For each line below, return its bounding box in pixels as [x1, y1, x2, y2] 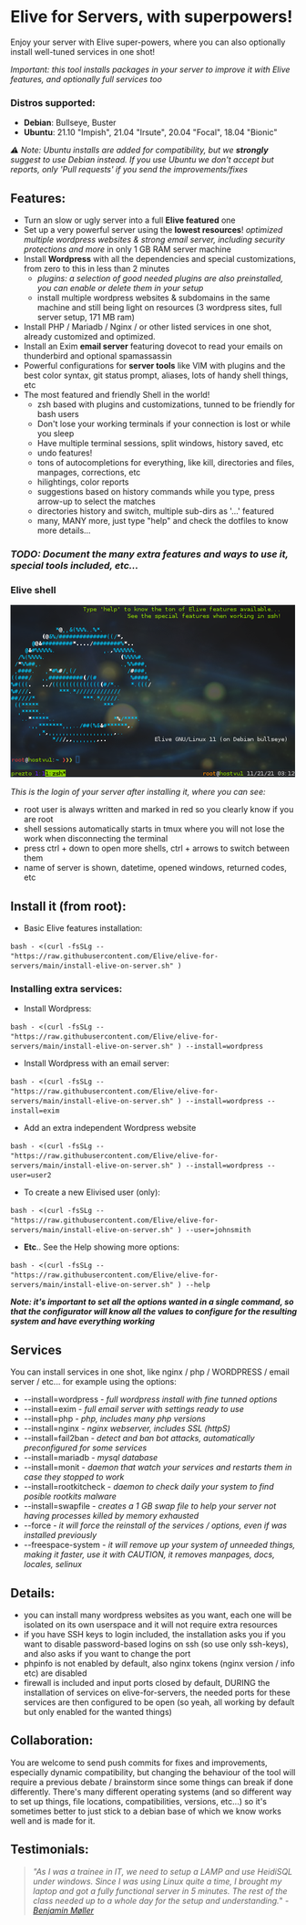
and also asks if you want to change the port [23, 1648, 191, 1658]
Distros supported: [10, 96, 97, 109]
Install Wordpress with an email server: [23, 1058, 169, 1069]
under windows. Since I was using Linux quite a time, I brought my [32, 1876, 282, 1887]
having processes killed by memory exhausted [23, 1511, 199, 1522]
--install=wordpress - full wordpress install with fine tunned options [23, 1394, 278, 1405]
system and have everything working [10, 1316, 156, 1327]
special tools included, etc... [10, 559, 139, 571]
